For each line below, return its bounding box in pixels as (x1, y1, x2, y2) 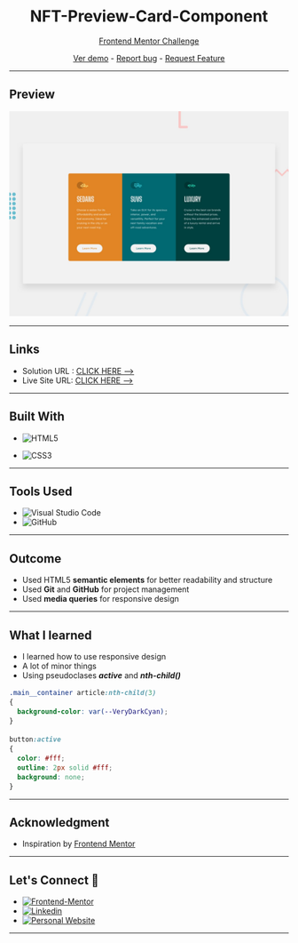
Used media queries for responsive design (21, 594, 180, 604)
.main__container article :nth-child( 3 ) (9, 688, 157, 697)
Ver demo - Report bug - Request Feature (73, 52, 225, 63)
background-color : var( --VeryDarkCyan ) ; (17, 707, 169, 716)
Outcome (9, 551, 62, 566)
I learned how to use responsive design (21, 651, 167, 661)
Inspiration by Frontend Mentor (21, 838, 136, 850)
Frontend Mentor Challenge (98, 36, 200, 46)
